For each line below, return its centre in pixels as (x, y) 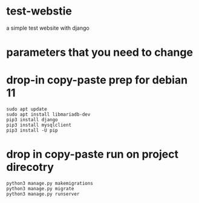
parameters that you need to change (100, 52)
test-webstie (39, 11)
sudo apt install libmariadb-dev (48, 115)
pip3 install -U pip (32, 131)
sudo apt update (27, 109)
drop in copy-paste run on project (92, 154)
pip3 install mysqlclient (39, 125)
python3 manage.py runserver (43, 194)
